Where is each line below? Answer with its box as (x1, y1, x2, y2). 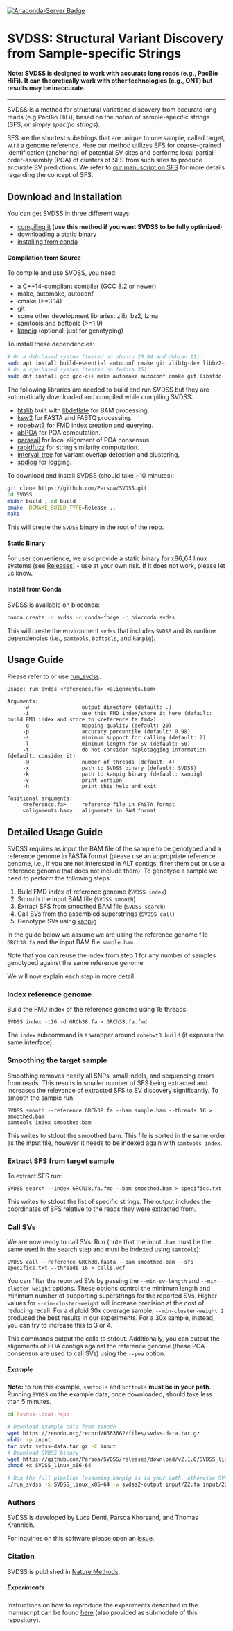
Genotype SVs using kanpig (17, 917, 97, 926)
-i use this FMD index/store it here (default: (22, 710, 213, 717)
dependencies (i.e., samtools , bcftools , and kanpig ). (7, 634, 156, 642)
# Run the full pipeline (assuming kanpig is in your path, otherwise (7, 1475, 216, 1482)
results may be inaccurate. (7, 83, 86, 92)
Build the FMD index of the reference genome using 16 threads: (7, 1005, 189, 1014)
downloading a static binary (17, 230, 97, 239)
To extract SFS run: (7, 1172, 62, 1180)
